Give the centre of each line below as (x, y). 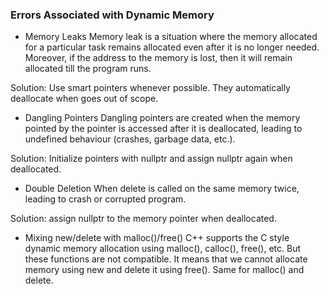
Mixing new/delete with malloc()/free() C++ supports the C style (157, 238)
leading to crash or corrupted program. (105, 199)
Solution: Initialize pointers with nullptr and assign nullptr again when (151, 159)
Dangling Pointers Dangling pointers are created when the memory (162, 118)
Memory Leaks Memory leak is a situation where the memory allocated (171, 37)
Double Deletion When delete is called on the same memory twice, (162, 189)
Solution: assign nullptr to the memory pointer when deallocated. (143, 219)
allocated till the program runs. (88, 69)
